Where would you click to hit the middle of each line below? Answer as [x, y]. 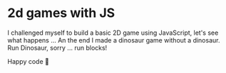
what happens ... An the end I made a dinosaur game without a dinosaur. [114, 40]
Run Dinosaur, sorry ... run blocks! [57, 47]
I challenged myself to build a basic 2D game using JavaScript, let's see [113, 33]
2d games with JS [61, 13]
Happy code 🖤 [29, 61]
